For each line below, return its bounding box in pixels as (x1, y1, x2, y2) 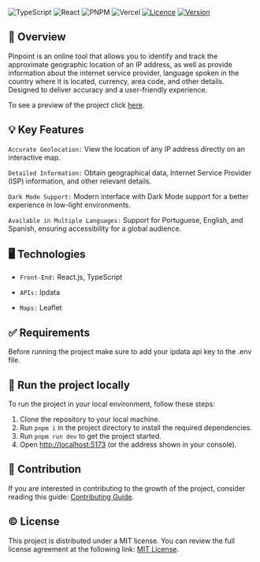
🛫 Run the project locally (8, 378, 130, 391)
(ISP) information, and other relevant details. (8, 176, 152, 186)
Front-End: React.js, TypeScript (19, 273, 123, 282)
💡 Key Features (8, 123, 84, 137)
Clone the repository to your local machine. (19, 415, 160, 424)
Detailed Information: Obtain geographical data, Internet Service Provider (8, 168, 252, 177)
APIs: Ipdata (19, 288, 61, 297)
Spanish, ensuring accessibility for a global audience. (8, 224, 182, 233)
